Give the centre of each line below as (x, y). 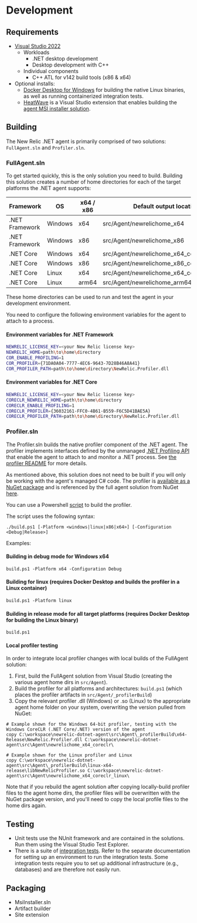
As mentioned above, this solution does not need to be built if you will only (96, 474)
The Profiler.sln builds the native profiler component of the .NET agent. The (97, 444)
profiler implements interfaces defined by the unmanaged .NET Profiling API (98, 450)
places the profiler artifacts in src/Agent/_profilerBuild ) (83, 695)
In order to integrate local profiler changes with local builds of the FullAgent (97, 658)
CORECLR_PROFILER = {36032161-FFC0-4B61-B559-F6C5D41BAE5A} (78, 411)
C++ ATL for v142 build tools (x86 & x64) (81, 77)
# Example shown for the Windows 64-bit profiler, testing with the (91, 725)
